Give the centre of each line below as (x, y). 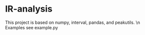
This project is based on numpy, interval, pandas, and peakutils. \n (73, 22)
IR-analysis (29, 9)
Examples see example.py (32, 27)
